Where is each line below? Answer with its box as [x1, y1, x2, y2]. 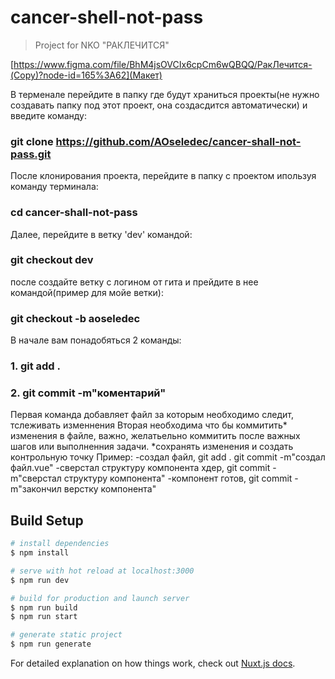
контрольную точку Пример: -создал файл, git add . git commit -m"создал [10, 451, 326, 463]
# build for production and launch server [10, 593, 190, 603]
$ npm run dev [10, 575, 70, 585]
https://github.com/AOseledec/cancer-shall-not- [55, 134, 302, 148]
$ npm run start [10, 612, 78, 622]
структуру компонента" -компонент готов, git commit [63, 472, 293, 485]
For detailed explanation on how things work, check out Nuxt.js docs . [10, 657, 296, 670]
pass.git [10, 147, 52, 161]
